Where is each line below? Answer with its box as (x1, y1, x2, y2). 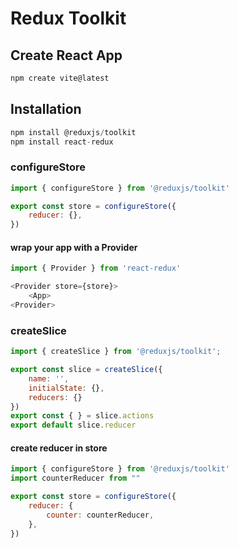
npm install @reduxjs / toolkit (10, 127, 137, 137)
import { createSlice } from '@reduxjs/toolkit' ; (10, 347, 222, 357)
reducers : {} (28, 392, 83, 402)
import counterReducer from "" (10, 473, 141, 484)
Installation (10, 101, 82, 118)
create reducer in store (10, 442, 108, 454)
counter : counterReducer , (46, 510, 155, 520)
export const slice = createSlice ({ (10, 365, 163, 375)
